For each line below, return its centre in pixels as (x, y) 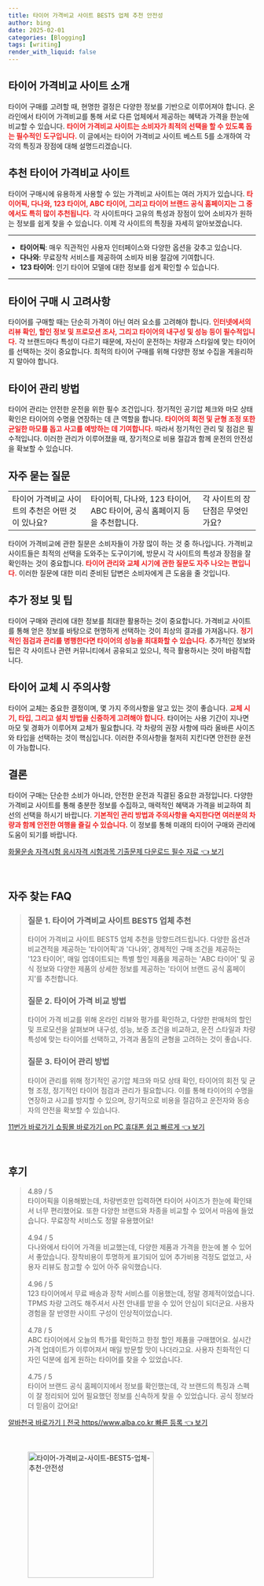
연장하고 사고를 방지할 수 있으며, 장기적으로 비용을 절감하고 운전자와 (131, 1100)
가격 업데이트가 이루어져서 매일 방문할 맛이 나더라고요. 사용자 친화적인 (134, 1350)
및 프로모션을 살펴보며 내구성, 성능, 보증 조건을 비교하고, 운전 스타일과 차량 (141, 1029)
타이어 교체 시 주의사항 (60, 688)
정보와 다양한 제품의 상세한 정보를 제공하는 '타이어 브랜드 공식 (130, 969)
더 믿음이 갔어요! (53, 1405)
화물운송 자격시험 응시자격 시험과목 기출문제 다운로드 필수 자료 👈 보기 (116, 851)
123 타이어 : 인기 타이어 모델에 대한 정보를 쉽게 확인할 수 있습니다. (119, 267)
